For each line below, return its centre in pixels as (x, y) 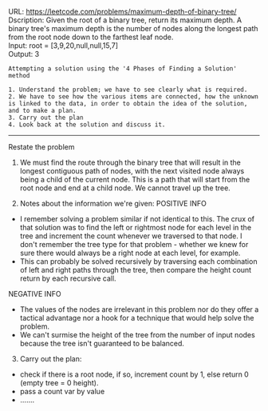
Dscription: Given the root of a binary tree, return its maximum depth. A (125, 20)
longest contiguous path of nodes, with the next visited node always (132, 171)
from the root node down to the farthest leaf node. (91, 37)
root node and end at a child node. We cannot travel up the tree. (125, 188)
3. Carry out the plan (46, 118)
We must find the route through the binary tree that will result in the (130, 162)
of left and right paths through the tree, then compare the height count (136, 270)
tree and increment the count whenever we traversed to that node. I (131, 236)
